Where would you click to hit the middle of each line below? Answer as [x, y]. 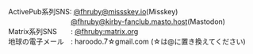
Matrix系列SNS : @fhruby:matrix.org [73, 31]
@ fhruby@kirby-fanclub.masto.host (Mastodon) [148, 21]
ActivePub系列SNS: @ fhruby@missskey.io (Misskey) [93, 12]
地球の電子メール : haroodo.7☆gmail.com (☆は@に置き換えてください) [127, 41]
